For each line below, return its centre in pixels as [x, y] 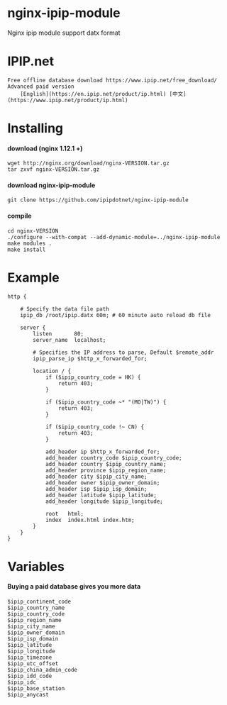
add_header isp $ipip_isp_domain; [96, 489]
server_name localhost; [70, 340]
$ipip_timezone [30, 657]
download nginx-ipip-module [51, 185]
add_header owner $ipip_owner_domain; [103, 483]
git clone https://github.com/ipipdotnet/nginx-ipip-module [98, 200]
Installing [35, 128]
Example [33, 277]
